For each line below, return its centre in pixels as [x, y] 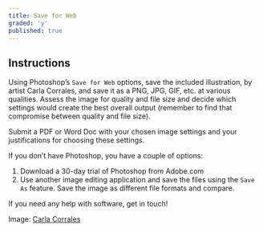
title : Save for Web [43, 16]
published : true [35, 30]
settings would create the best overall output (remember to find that [120, 108]
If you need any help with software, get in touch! [88, 204]
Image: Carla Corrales [45, 219]
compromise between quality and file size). [79, 116]
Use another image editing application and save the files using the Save [137, 180]
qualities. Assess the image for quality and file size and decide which [122, 99]
